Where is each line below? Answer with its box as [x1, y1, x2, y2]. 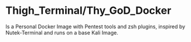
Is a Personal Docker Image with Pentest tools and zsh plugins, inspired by [5, 23, 186, 30]
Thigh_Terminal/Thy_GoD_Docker [5, 4, 172, 17]
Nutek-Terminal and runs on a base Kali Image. [5, 29, 118, 36]
